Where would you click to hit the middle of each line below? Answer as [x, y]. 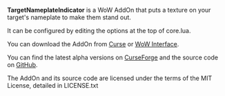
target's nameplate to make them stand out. [69, 17]
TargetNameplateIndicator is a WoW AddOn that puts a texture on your [109, 10]
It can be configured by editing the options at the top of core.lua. [99, 31]
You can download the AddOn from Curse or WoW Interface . [93, 44]
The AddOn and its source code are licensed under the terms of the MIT [110, 78]
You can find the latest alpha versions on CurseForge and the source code [113, 57]
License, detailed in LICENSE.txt [53, 85]
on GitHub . [22, 65]
